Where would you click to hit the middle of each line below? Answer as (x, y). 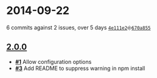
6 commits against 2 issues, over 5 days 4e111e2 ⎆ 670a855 (78, 27)
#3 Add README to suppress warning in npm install (80, 68)
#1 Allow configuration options (53, 62)
